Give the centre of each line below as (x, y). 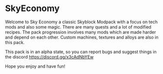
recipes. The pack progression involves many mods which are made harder (81, 32)
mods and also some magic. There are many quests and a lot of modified (78, 27)
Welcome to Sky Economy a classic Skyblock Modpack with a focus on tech (81, 22)
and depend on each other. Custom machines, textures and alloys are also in (82, 37)
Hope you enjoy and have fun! (35, 66)
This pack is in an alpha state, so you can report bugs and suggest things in (81, 52)
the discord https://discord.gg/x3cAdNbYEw (49, 57)
